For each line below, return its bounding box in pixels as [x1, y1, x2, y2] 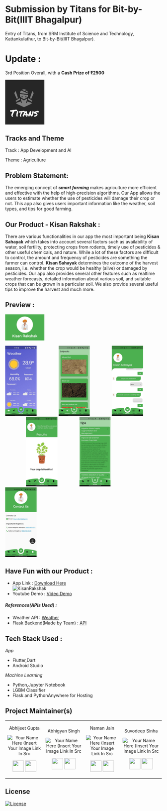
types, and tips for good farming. [5, 206, 73, 212]
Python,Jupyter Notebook [12, 682, 66, 688]
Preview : [5, 301, 35, 309]
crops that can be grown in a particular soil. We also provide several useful [5, 281, 158, 287]
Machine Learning [5, 672, 43, 678]
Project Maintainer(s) [5, 707, 73, 715]
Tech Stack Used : [5, 634, 63, 643]
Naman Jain [89, 725, 114, 731]
